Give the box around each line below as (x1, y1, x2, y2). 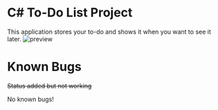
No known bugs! (7, 95, 54, 103)
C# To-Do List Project (7, 5, 133, 21)
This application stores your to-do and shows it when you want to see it (7, 27, 211, 36)
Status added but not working (7, 81, 92, 90)
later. (7, 34, 22, 43)
